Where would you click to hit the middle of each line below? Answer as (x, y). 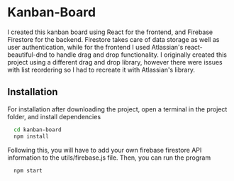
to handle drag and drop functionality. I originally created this (138, 55)
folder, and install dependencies (54, 116)
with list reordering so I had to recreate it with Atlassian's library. (101, 70)
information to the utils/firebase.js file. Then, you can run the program (109, 158)
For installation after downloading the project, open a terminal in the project (117, 109)
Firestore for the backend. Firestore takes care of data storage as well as (113, 39)
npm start (28, 170)
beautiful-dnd (27, 55)
